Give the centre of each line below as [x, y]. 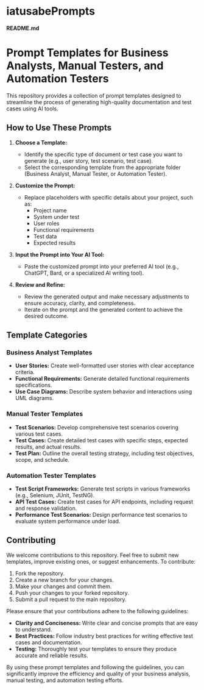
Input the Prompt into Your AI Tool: [60, 254]
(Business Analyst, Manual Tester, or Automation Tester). [96, 174]
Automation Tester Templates [51, 475]
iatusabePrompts [51, 11]
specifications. [33, 385]
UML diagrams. [34, 398]
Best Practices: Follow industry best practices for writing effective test [104, 636]
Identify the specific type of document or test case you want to [103, 154]
